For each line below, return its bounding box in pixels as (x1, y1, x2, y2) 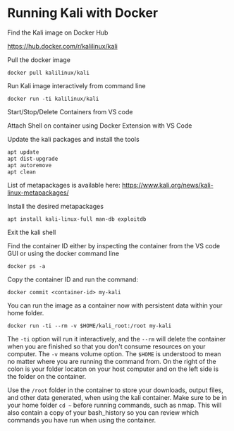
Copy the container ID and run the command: (7, 275, 139, 284)
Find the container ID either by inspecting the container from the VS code (7, 242, 221, 250)
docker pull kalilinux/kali (7, 69, 90, 76)
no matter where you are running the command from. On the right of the (7, 358, 216, 366)
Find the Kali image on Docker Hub (7, 28, 109, 37)
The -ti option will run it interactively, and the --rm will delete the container (7, 335, 226, 344)
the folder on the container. (7, 372, 87, 381)
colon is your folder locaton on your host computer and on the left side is (7, 365, 219, 373)
